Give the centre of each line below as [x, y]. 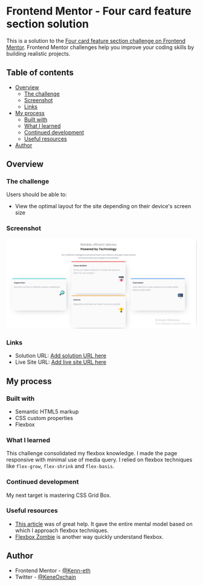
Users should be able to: [37, 194]
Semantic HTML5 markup [47, 411]
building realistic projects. [38, 53]
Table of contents [40, 73]
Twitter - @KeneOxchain [46, 577]
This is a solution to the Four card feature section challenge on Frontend [96, 41]
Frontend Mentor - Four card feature [99, 11]
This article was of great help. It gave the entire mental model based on [104, 524]
